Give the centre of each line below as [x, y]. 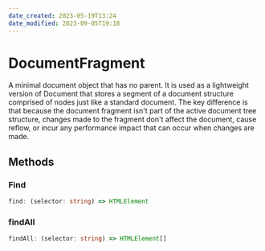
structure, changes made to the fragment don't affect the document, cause [132, 119]
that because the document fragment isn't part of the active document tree [132, 111]
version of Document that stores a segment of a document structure [121, 94]
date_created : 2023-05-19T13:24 [62, 16]
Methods [31, 162]
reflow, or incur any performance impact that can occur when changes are [131, 128]
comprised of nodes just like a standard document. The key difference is [128, 102]
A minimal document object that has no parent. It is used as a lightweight [128, 85]
